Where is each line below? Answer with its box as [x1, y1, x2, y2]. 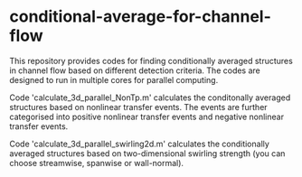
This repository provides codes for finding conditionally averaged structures [9, 55, 294, 66]
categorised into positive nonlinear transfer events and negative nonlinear [9, 111, 285, 122]
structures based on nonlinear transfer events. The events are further [9, 101, 269, 112]
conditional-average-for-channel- [9, 6, 271, 27]
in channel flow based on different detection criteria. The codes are [9, 65, 260, 76]
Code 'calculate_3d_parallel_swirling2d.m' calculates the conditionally [9, 138, 269, 149]
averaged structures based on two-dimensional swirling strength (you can [9, 147, 286, 159]
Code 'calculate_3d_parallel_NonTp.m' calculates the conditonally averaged [9, 92, 291, 103]
